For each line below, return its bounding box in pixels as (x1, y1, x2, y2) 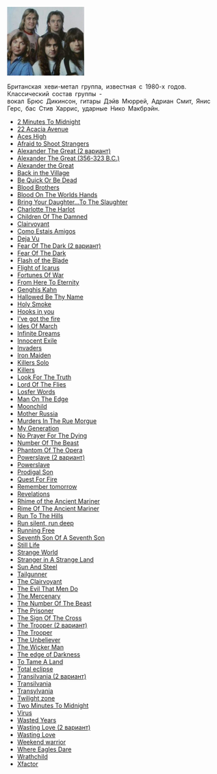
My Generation (16, 424, 60, 432)
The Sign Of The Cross (16, 614, 82, 622)
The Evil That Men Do (16, 584, 79, 593)
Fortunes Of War (16, 271, 64, 279)
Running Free (16, 526, 55, 534)
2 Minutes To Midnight (16, 117, 81, 126)
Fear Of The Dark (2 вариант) (16, 242, 101, 250)
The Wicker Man (16, 643, 64, 651)
